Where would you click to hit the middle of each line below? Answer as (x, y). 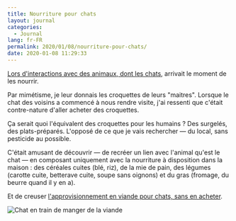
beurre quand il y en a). (41, 182)
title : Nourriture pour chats (52, 14)
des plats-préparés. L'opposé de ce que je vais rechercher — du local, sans (118, 131)
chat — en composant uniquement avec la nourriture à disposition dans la (115, 159)
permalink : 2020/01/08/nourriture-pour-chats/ (77, 47)
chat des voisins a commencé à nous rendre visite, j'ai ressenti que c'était (115, 102)
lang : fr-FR (25, 40)
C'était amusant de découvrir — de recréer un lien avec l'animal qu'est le (114, 152)
